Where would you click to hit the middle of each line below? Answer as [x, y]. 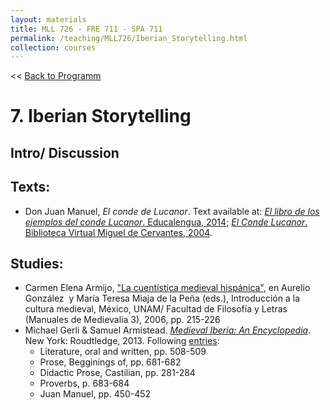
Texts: [30, 187]
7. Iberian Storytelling [101, 116]
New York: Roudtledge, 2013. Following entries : [122, 341]
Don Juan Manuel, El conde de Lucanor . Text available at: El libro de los [172, 211]
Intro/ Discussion [65, 152]
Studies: [37, 264]
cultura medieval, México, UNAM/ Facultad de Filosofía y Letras [156, 309]
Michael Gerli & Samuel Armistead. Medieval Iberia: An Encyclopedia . [168, 330]
